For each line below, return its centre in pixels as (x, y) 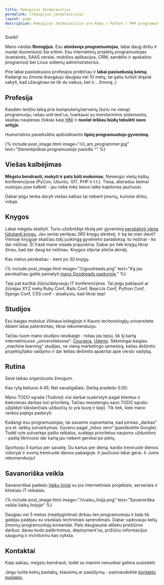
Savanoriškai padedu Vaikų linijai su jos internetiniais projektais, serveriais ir (81, 485)
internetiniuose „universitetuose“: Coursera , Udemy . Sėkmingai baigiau (76, 341)
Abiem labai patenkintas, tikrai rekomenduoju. (51, 326)
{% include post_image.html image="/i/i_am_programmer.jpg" (67, 144)
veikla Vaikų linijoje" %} (29, 505)
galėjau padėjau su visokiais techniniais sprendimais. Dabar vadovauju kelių (81, 520)
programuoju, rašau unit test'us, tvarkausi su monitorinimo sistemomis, (76, 115)
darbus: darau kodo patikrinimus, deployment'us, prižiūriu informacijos (76, 530)
